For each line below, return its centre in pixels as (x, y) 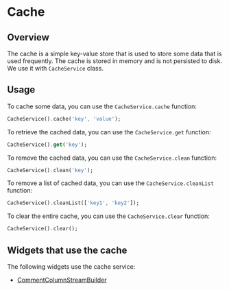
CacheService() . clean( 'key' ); (50, 170)
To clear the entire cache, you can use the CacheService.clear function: (109, 216)
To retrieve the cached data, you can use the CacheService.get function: (109, 132)
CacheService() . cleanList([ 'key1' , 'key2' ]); (73, 203)
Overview (28, 37)
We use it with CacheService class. (56, 68)
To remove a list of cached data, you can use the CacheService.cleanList (111, 183)
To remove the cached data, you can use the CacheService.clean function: (112, 158)
